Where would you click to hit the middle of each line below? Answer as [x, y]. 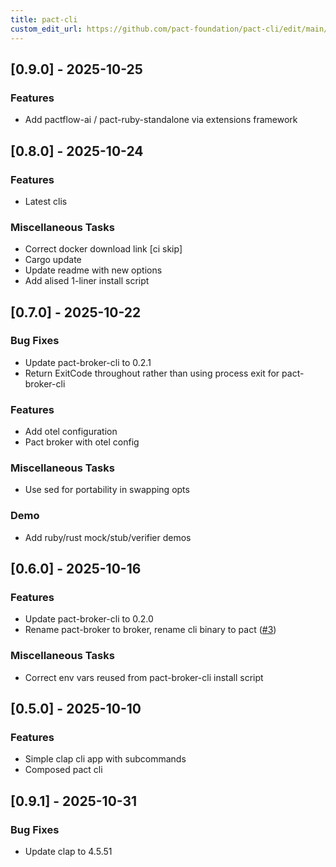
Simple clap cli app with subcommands [105, 759]
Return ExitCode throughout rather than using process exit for [152, 373]
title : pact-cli [44, 19]
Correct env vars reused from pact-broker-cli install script [144, 677]
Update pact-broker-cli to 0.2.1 [88, 362]
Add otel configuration [71, 432]
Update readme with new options [93, 270]
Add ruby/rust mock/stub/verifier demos [108, 537]
